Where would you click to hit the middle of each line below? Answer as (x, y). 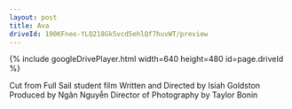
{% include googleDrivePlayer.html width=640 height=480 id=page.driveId (146, 59)
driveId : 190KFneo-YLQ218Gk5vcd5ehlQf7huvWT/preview (109, 34)
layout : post (33, 17)
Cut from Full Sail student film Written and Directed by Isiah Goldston (135, 86)
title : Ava (29, 26)
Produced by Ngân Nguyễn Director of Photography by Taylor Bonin (134, 95)
